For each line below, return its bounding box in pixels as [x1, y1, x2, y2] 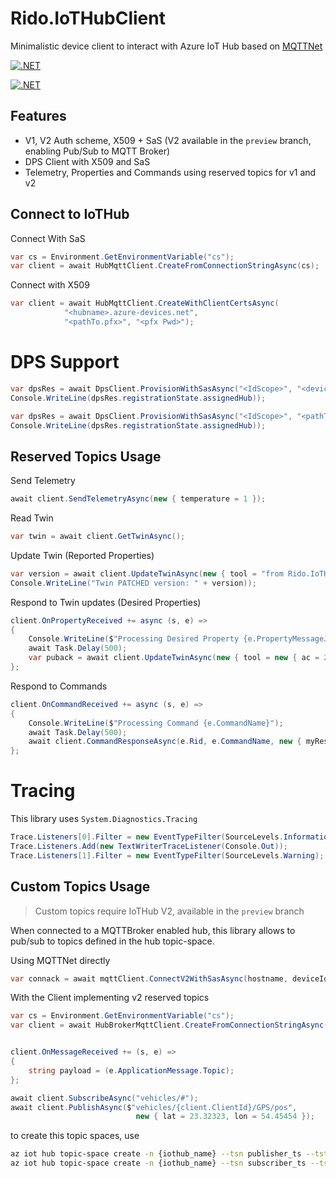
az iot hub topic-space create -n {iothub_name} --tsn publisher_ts [10, 1149, 302, 1159]
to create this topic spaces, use [10, 1130, 140, 1142]
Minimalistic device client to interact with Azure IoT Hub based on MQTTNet [10, 40, 323, 52]
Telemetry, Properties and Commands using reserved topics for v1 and [24, 166, 317, 178]
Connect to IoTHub [10, 206, 130, 223]
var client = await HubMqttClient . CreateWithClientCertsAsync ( [10, 298, 280, 309]
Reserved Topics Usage [10, 448, 162, 465]
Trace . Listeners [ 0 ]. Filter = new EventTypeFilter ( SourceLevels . [10, 832, 284, 842]
